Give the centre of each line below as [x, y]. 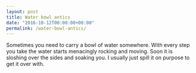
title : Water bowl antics [38, 17]
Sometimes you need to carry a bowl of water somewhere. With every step [98, 45]
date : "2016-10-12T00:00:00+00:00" [50, 23]
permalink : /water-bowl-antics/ [46, 28]
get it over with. [25, 64]
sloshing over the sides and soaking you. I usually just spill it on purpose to [98, 58]
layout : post [22, 12]
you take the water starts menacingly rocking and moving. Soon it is [89, 52]
